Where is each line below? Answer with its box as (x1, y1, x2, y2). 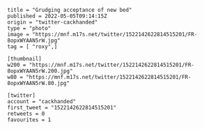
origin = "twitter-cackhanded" (7, 19, 98, 26)
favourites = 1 (7, 116, 52, 123)
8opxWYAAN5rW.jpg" (7, 37, 61, 44)
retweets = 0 (7, 110, 45, 117)
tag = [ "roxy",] (7, 43, 58, 50)
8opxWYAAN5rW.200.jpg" (7, 68, 73, 75)
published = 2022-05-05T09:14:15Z (7, 13, 108, 20)
